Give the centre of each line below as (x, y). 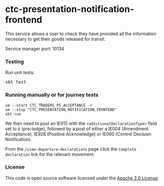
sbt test (16, 82)
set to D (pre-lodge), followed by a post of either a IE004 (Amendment (77, 128)
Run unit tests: (20, 72)
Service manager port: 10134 (35, 48)
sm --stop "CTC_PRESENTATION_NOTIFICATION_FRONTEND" (61, 109)
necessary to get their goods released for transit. (56, 39)
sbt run (13, 114)
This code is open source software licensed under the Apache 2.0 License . (82, 178)
